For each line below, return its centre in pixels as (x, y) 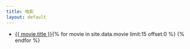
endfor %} (27, 40)
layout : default (26, 17)
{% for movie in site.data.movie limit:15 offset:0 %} (114, 34)
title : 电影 (20, 12)
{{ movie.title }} (33, 34)
